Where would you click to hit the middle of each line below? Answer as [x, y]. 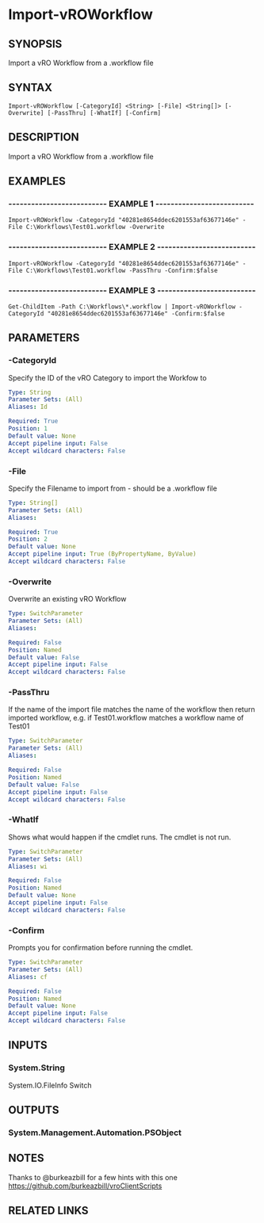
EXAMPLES [37, 181]
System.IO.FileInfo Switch [50, 1085]
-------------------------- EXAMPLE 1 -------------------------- [131, 204]
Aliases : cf [28, 976]
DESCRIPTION [44, 138]
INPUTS [28, 1045]
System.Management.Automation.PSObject [95, 1133]
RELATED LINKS [48, 1211]
